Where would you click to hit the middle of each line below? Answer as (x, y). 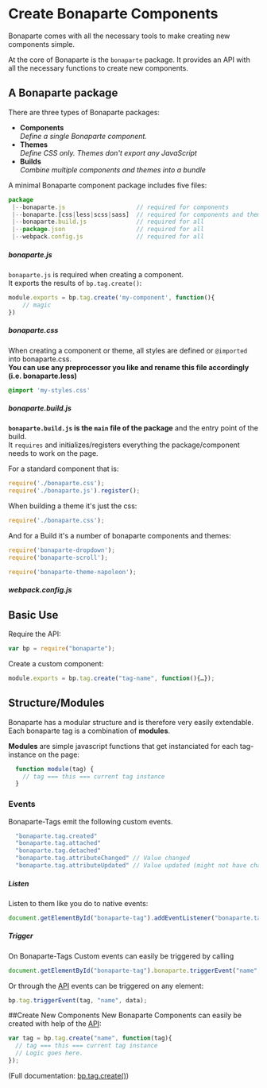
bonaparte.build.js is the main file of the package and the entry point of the (133, 428)
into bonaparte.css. (40, 359)
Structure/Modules (56, 703)
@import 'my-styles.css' (49, 390)
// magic (37, 305)
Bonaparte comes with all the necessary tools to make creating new (119, 36)
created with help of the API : (55, 1024)
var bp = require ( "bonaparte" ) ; (62, 649)
